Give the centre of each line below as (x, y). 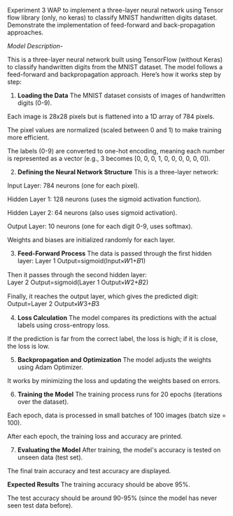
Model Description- (35, 46)
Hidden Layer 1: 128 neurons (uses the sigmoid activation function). (104, 199)
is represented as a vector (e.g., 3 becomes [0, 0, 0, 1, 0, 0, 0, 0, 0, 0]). (109, 158)
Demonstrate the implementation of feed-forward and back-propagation (111, 25)
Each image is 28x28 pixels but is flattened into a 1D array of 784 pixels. (111, 116)
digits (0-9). (35, 103)
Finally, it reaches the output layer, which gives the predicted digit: (103, 296)
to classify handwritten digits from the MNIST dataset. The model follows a (115, 67)
